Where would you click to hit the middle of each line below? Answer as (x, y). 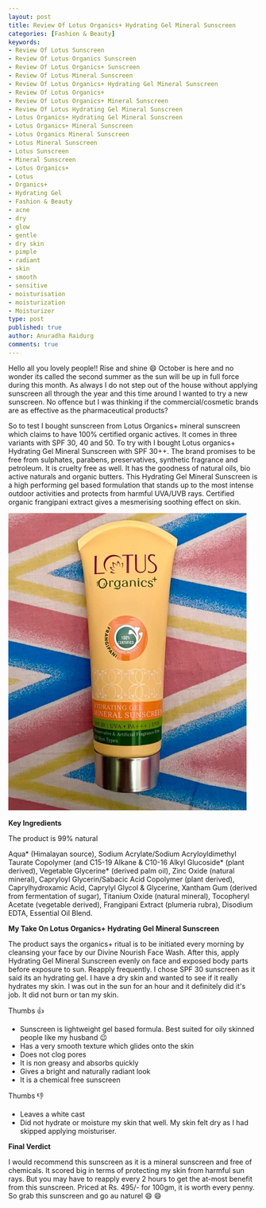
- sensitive (28, 285)
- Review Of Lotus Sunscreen (56, 51)
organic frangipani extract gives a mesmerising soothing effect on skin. (125, 502)
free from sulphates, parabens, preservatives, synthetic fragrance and (123, 459)
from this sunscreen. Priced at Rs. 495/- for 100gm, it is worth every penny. (132, 1187)
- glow (19, 227)
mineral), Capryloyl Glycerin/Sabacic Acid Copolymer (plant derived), (121, 879)
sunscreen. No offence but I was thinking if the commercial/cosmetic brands (133, 401)
